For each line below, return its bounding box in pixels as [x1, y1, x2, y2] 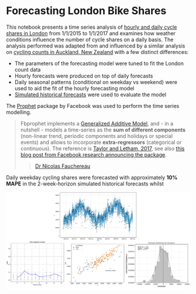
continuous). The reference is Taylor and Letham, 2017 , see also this [20, 145, 185, 152]
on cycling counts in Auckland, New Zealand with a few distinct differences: [6, 48, 189, 55]
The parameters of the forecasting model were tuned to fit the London [14, 60, 184, 67]
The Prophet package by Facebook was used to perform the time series [6, 102, 180, 109]
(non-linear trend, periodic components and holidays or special [20, 132, 173, 139]
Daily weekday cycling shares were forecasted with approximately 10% [6, 174, 178, 181]
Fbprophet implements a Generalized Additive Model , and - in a [20, 120, 174, 127]
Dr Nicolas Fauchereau [35, 163, 91, 170]
